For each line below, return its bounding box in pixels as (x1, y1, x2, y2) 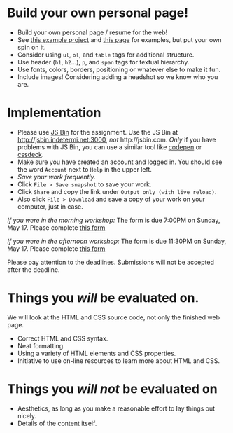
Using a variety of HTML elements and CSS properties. (17, 349, 176, 357)
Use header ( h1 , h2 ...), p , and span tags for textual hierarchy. (17, 57, 190, 66)
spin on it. (17, 43, 46, 51)
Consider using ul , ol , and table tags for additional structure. (17, 50, 195, 59)
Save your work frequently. (17, 172, 96, 181)
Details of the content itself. (17, 419, 97, 427)
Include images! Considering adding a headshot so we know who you (17, 72, 218, 81)
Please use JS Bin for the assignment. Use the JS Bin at (17, 128, 178, 136)
